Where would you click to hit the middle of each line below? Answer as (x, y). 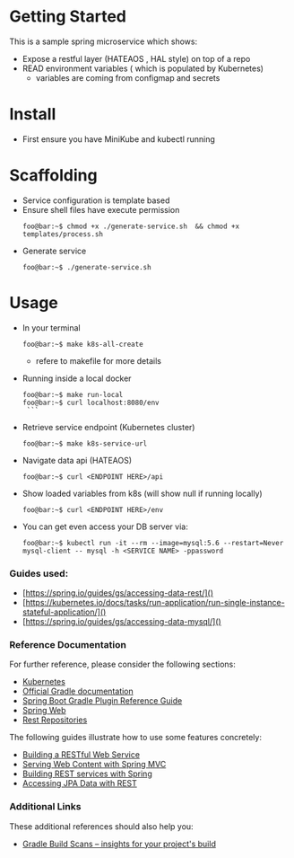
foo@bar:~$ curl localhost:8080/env (91, 402)
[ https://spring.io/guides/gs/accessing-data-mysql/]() (121, 622)
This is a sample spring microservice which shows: (104, 41)
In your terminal (51, 327)
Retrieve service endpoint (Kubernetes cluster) (108, 427)
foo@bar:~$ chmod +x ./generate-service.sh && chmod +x (131, 226)
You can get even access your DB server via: (105, 526)
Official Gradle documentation (78, 691)
